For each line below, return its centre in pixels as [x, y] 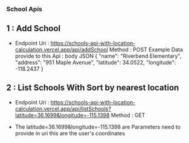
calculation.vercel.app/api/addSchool [62, 49]
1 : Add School [34, 29]
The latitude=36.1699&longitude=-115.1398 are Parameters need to [98, 127]
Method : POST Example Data [146, 49]
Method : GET [128, 115]
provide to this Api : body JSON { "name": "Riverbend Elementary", [98, 56]
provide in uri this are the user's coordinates [70, 133]
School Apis [24, 9]
